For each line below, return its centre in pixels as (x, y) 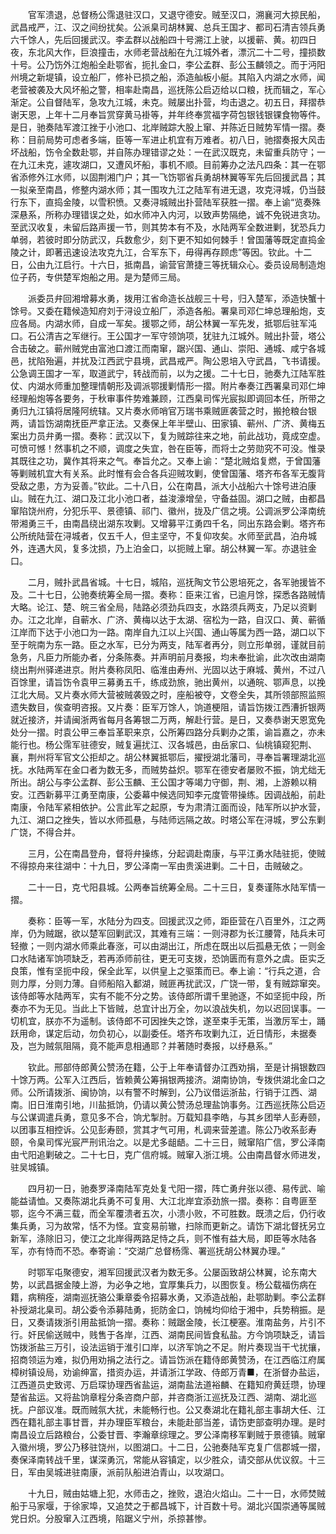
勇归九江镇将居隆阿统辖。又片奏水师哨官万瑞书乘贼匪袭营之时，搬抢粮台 (159, 411)
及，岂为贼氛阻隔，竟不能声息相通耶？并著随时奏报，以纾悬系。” (141, 1046)
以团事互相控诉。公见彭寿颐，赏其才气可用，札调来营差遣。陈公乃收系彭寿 (163, 1129)
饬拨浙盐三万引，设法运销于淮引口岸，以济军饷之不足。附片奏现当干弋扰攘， (168, 1347)
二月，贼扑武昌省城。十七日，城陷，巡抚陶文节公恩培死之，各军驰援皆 (172, 582)
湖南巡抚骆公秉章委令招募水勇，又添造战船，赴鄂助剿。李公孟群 (194, 1297)
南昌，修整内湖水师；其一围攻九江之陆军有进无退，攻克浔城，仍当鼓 (185, 189)
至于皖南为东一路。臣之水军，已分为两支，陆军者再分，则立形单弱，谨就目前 (168, 644)
